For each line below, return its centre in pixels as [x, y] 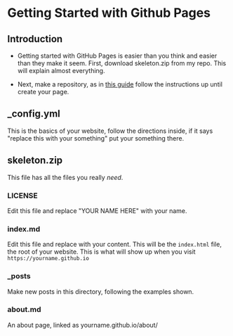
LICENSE [23, 195]
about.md [24, 309]
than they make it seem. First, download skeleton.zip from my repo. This [122, 63]
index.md [24, 228]
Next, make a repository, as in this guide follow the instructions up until [120, 84]
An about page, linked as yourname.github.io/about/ [82, 325]
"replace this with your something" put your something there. [96, 138]
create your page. [43, 92]
